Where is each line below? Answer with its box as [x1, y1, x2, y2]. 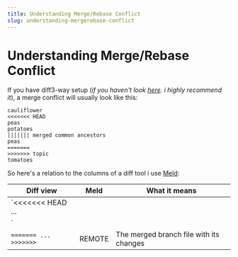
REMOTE [79, 234, 109, 244]
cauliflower [7, 107, 42, 114]
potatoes [7, 125, 33, 133]
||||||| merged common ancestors [7, 132, 106, 139]
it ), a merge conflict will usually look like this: [7, 93, 138, 102]
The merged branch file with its [115, 229, 220, 239]
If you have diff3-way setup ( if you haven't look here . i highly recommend [7, 86, 222, 94]
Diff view [25, 185, 57, 195]
